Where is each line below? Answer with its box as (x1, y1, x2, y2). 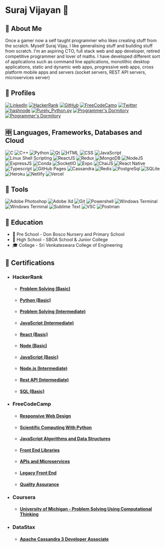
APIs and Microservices (19, 458, 70, 464)
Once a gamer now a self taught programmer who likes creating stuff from (5, 37, 157, 43)
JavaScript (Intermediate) (19, 320, 74, 326)
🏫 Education (5, 218, 43, 226)
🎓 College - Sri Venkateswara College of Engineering (12, 242, 123, 248)
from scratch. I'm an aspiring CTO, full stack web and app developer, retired (5, 48, 160, 54)
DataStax (12, 524, 36, 531)
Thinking (19, 511, 39, 517)
